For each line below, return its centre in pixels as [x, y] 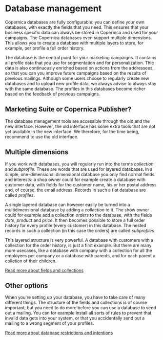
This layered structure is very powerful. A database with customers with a [79, 240]
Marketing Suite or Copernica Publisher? [68, 109]
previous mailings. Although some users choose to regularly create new [77, 78]
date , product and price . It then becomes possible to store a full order [75, 220]
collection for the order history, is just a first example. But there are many [78, 245]
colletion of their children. [31, 261]
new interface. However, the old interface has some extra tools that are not [80, 126]
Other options [27, 285]
